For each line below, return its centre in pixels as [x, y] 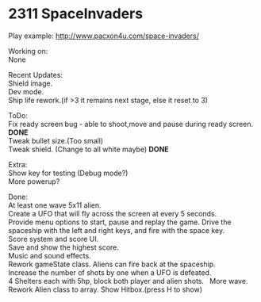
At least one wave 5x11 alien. [55, 205]
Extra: [18, 164]
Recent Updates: [36, 75]
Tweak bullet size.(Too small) [56, 140]
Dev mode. [26, 91]
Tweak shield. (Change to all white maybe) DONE [88, 149]
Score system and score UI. [54, 239]
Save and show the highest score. [63, 247]
